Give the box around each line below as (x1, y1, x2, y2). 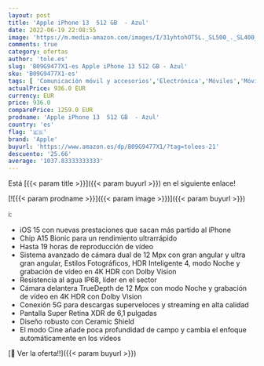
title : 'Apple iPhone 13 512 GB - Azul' (8, 19, 149, 27)
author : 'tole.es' (8, 56, 68, 63)
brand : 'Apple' (8, 135, 58, 143)
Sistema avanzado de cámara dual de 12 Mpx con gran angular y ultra (19, 250, 246, 259)
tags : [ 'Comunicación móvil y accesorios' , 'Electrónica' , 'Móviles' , (8, 77, 241, 85)
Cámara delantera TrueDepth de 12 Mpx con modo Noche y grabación (19, 284, 247, 293)
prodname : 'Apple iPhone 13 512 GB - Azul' (8, 114, 159, 121)
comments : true (8, 41, 58, 49)
